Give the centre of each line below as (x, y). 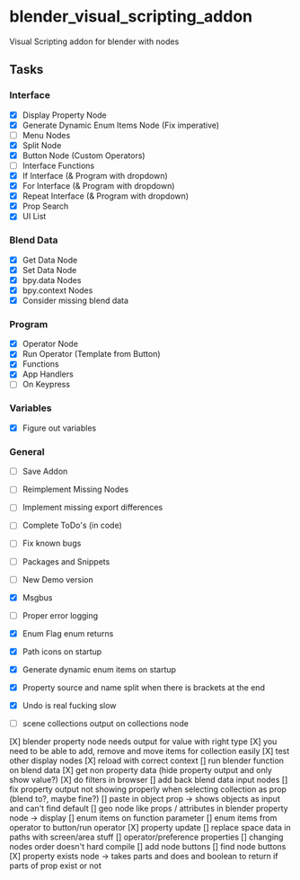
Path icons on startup (62, 651)
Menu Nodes (46, 135)
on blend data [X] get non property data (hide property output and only (141, 770)
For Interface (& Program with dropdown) (98, 186)
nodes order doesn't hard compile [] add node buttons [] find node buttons (148, 847)
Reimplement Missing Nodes (75, 489)
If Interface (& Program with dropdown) (95, 176)
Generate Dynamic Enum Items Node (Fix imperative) (121, 125)
